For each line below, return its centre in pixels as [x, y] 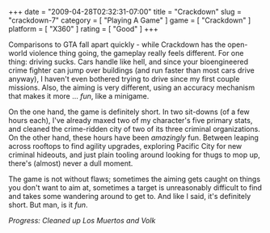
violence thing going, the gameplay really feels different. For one [136, 53]
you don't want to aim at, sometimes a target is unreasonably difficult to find [135, 188]
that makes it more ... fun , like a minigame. [79, 96]
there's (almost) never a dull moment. [71, 163]
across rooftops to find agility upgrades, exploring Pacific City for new [125, 146]
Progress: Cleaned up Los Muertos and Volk [82, 220]
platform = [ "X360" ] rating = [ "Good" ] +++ [84, 29]
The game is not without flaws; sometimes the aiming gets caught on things [135, 179]
